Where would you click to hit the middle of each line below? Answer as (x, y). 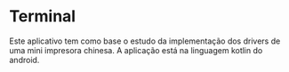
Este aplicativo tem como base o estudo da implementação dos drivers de (145, 41)
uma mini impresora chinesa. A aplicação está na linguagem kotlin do (136, 50)
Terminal (43, 16)
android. (24, 60)
